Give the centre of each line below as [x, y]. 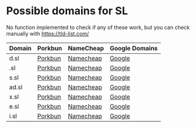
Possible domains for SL [67, 11]
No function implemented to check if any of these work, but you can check [98, 27]
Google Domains [134, 48]
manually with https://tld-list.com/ [48, 33]
